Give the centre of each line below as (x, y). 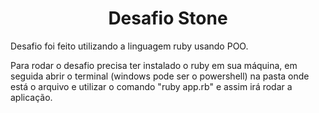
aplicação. (31, 97)
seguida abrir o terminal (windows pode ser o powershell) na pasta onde (160, 76)
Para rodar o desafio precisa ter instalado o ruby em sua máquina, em (154, 65)
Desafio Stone (168, 18)
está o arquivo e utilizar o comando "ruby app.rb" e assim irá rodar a (151, 86)
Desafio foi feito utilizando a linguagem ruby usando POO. (129, 46)
